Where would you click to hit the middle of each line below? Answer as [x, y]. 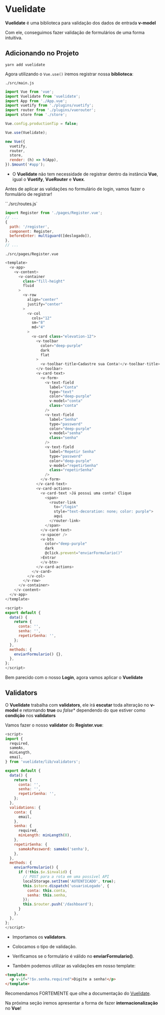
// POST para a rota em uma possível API [66, 877]
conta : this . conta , [47, 891]
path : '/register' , [30, 226]
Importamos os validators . [39, 937]
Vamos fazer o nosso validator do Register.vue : [54, 725]
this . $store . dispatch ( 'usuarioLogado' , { [66, 886]
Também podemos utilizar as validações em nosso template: [74, 965]
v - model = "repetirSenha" [74, 465]
